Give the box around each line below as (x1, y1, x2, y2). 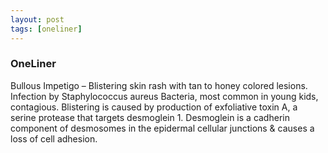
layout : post (10, 14, 65, 25)
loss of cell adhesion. (10, 132, 98, 145)
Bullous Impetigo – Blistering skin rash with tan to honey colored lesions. (10, 79, 308, 91)
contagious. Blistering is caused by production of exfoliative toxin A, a (10, 101, 298, 113)
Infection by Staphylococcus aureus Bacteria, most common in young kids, (10, 90, 319, 102)
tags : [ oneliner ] (10, 24, 83, 34)
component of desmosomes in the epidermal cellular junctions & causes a (10, 122, 315, 134)
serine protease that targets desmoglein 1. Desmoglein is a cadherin (10, 111, 290, 123)
